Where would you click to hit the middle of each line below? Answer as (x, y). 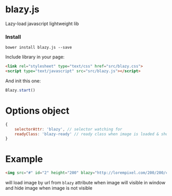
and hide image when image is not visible (49, 188)
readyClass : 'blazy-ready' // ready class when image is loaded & (87, 134)
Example (24, 159)
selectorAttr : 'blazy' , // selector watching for (69, 129)
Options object (37, 111)
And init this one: (23, 81)
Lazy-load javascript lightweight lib (42, 24)
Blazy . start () (20, 90)
